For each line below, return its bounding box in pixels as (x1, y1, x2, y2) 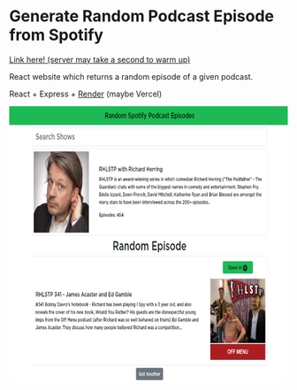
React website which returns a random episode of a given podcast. (9, 71, 254, 81)
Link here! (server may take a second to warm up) (9, 54, 191, 65)
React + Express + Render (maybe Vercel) (9, 88, 163, 99)
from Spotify (9, 25, 104, 45)
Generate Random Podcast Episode (9, 6, 275, 27)
